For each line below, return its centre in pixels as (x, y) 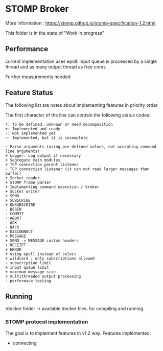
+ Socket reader (22, 178)
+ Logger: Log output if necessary (43, 156)
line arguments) (22, 151)
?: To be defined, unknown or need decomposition (59, 124)
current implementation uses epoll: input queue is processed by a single (81, 61)
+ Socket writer (22, 191)
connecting (25, 343)
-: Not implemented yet (31, 133)
